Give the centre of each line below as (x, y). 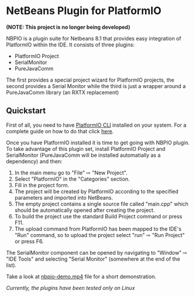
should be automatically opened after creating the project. (85, 210)
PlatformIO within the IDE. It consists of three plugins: (70, 45)
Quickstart (26, 111)
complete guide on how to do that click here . (60, 131)
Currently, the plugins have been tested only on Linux (71, 288)
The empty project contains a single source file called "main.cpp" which (101, 204)
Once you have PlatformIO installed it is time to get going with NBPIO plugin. (98, 143)
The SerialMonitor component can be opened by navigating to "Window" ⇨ (97, 252)
